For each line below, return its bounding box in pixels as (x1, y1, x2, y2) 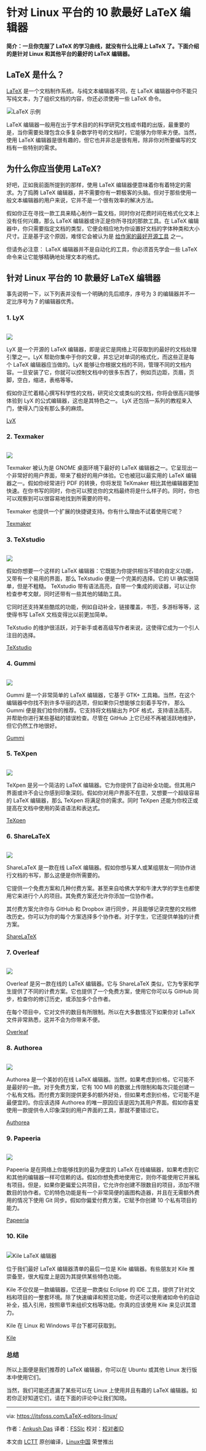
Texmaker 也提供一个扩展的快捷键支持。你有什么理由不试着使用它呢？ (6, 507, 183, 515)
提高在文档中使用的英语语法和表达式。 (6, 804, 103, 811)
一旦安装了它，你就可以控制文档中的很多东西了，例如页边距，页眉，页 (17, 369, 194, 376)
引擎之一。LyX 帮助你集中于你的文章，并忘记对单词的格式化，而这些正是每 (6, 353, 195, 361)
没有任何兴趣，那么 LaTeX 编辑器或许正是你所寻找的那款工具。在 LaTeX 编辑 (6, 217, 199, 224)
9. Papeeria (6, 1134, 41, 1143)
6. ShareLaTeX (6, 832, 50, 840)
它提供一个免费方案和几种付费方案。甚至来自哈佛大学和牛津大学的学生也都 (6, 884, 194, 892)
